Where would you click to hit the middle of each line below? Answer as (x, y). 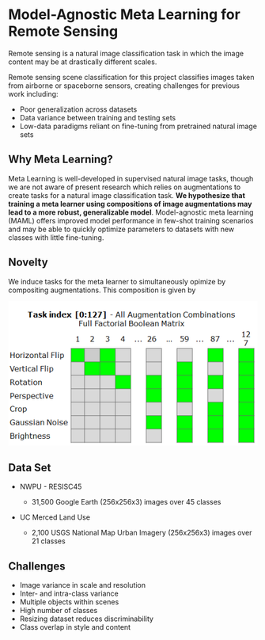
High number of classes (59, 611)
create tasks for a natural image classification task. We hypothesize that (127, 195)
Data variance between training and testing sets (98, 117)
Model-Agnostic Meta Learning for (125, 15)
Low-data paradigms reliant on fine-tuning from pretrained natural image (138, 126)
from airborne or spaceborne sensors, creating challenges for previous (124, 86)
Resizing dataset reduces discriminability (87, 619)
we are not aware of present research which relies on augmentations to (125, 187)
